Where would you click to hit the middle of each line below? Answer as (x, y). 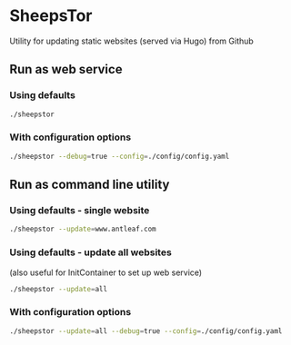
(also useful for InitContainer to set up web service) (106, 272)
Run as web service (66, 69)
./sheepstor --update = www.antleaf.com (83, 229)
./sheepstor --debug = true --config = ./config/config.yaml (120, 156)
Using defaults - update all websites (91, 252)
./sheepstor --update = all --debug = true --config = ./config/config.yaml (146, 331)
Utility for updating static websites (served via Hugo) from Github (132, 41)
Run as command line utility (90, 185)
